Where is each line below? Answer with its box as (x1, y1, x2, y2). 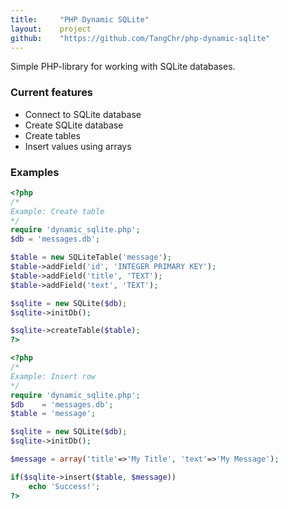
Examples (10, 165, 60, 179)
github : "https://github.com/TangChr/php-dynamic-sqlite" (10, 33, 271, 43)
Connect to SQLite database (24, 108, 142, 120)
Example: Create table (10, 206, 105, 216)
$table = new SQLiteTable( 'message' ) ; (10, 252, 172, 263)
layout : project (10, 24, 92, 34)
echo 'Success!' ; (28, 481, 101, 491)
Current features (10, 86, 94, 100)
